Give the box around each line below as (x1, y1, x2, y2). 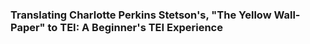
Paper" (10, 20, 46, 34)
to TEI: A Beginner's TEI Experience (47, 20, 223, 34)
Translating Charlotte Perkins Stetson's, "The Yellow (10, 8, 272, 22)
